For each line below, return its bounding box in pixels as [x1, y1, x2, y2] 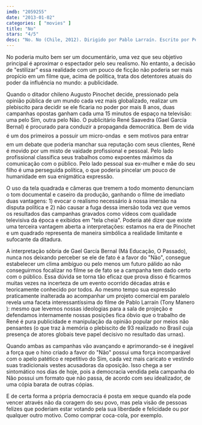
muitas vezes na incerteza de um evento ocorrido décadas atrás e [6, 280, 170, 286]
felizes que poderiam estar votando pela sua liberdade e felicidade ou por [6, 405, 189, 412]
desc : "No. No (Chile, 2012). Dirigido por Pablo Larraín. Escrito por [6, 37, 189, 43]
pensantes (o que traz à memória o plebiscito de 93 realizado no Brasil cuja [6, 324, 194, 332]
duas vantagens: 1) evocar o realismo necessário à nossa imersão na [6, 197, 177, 204]
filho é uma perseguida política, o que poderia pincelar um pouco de [6, 166, 176, 174]
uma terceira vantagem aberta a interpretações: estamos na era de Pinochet [6, 223, 195, 230]
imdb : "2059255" [6, 8, 47, 15]
